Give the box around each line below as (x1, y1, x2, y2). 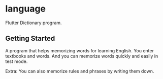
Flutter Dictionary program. (5, 20, 62, 26)
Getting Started (5, 34, 55, 43)
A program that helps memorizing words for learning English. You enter (5, 47, 154, 53)
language (5, 3, 46, 15)
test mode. (5, 58, 28, 64)
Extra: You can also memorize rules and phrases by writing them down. (5, 68, 154, 74)
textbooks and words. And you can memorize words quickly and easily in (5, 53, 158, 59)
